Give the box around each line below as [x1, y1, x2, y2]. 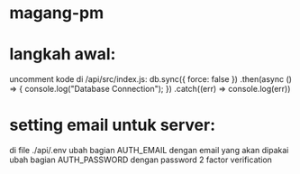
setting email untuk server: [9, 115, 216, 135]
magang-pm [9, 3, 105, 23]
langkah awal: [9, 44, 116, 65]
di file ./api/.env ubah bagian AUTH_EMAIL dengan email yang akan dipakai [9, 145, 289, 156]
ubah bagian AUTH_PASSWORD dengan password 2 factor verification [9, 154, 273, 165]
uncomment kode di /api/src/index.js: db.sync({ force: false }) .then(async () [9, 74, 293, 85]
